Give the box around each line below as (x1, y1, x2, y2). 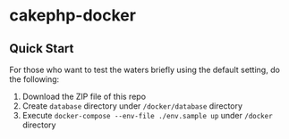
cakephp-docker (9, 5, 137, 26)
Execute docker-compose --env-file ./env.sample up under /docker (21, 110, 273, 120)
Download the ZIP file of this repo (21, 91, 146, 102)
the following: (9, 74, 60, 85)
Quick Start (9, 41, 74, 56)
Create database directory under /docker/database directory (21, 101, 243, 111)
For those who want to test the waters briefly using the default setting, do (9, 64, 280, 75)
